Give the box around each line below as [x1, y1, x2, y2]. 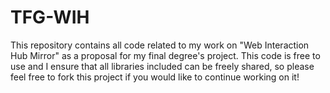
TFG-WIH [10, 6, 90, 29]
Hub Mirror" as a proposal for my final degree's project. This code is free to [10, 49, 321, 61]
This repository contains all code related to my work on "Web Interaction [10, 39, 310, 51]
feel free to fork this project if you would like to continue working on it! [10, 71, 300, 83]
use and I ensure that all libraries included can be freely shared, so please [10, 60, 315, 72]
